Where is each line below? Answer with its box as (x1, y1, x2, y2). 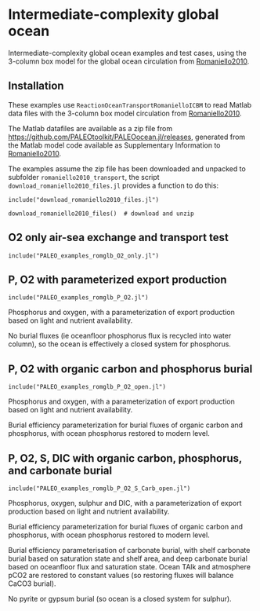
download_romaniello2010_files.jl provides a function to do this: (8, 181, 219, 190)
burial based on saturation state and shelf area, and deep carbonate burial (8, 554, 248, 563)
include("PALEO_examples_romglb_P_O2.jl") (8, 294, 149, 302)
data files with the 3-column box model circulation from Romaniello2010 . (8, 108, 242, 118)
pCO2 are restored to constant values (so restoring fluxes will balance (8, 571, 234, 580)
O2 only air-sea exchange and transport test (8, 231, 229, 244)
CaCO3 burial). (8, 579, 56, 588)
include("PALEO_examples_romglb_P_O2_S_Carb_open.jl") (8, 485, 191, 492)
